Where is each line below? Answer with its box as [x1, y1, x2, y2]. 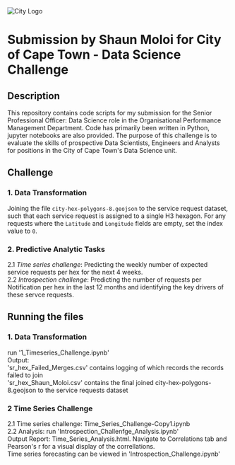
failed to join [7, 371, 44, 379]
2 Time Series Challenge [7, 403, 93, 413]
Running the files [7, 311, 84, 323]
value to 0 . [7, 226, 37, 235]
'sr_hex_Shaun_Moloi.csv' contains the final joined [7, 378, 154, 386]
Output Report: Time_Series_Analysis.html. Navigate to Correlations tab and [7, 435, 227, 443]
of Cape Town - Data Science [7, 47, 181, 63]
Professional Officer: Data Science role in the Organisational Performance [7, 116, 222, 125]
